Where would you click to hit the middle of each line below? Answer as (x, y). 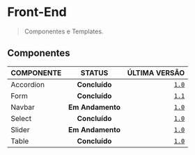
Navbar (23, 107)
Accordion (28, 84)
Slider (20, 129)
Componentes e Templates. (64, 31)
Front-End (37, 12)
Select (21, 118)
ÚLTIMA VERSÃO (156, 72)
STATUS (94, 72)
